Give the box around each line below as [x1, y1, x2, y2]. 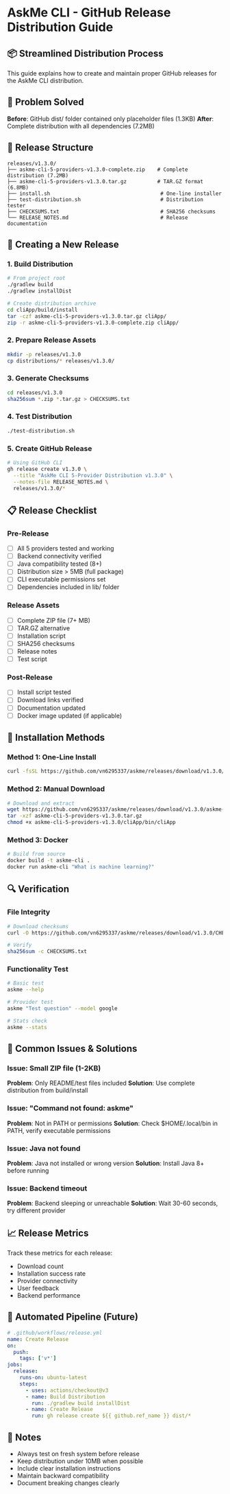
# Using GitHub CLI [7, 459, 63, 466]
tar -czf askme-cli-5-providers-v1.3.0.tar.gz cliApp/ [7, 312, 167, 320]
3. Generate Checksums [7, 373, 89, 383]
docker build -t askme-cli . [7, 857, 90, 864]
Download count [16, 1262, 64, 1271]
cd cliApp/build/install [7, 306, 78, 313]
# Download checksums [7, 923, 69, 930]
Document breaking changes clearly [16, 1478, 120, 1487]
